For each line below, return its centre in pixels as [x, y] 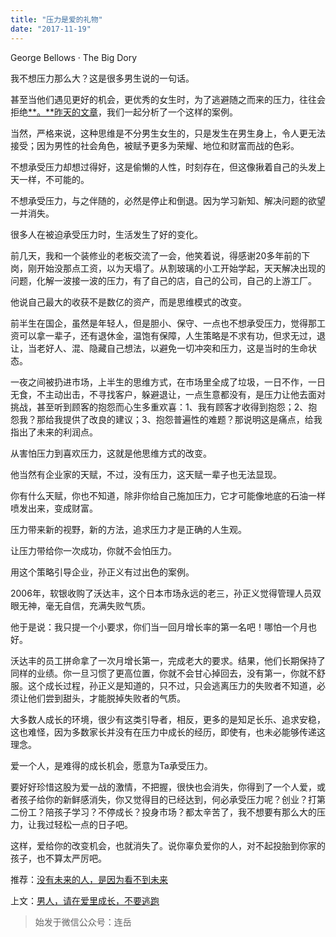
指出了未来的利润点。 [54, 432]
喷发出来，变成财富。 [54, 508]
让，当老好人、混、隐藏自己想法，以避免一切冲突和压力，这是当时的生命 [159, 348]
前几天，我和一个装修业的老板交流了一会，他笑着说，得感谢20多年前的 [156, 255]
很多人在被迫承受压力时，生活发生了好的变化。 [106, 234]
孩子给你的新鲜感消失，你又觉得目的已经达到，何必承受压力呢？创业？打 [167, 799]
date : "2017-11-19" [51, 29]
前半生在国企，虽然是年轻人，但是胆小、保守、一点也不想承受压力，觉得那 [163, 323]
